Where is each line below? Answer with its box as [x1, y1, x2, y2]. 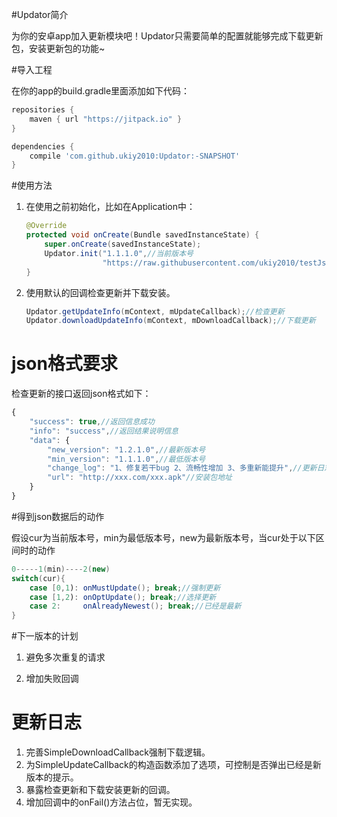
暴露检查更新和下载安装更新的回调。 [25, 784, 176, 796]
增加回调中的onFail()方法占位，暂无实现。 [25, 796, 198, 808]
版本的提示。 [25, 771, 79, 783]
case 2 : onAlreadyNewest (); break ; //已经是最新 [29, 601, 242, 612]
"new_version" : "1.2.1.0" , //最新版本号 [47, 444, 206, 455]
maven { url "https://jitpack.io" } [29, 114, 183, 124]
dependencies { [11, 141, 75, 152]
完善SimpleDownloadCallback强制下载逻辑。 [25, 746, 211, 758]
